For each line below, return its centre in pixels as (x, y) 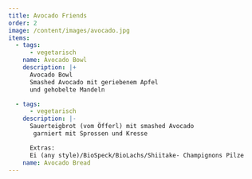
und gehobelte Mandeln (67, 89)
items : (19, 38)
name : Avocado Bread (57, 163)
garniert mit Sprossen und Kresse (91, 134)
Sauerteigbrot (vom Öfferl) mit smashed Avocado (112, 126)
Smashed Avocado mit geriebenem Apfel (94, 82)
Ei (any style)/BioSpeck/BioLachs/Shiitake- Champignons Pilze (137, 155)
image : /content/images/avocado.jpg (69, 30)
